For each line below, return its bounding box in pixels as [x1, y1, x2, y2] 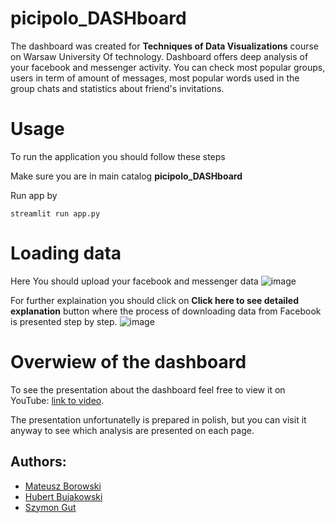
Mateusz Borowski [24, 480, 102, 492]
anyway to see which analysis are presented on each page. [10, 424, 255, 436]
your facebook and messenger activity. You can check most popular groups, [10, 61, 326, 73]
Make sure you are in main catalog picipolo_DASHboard [10, 170, 243, 182]
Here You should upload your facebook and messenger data [10, 275, 259, 287]
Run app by [10, 189, 58, 201]
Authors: [10, 453, 67, 471]
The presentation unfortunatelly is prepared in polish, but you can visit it [10, 413, 307, 426]
